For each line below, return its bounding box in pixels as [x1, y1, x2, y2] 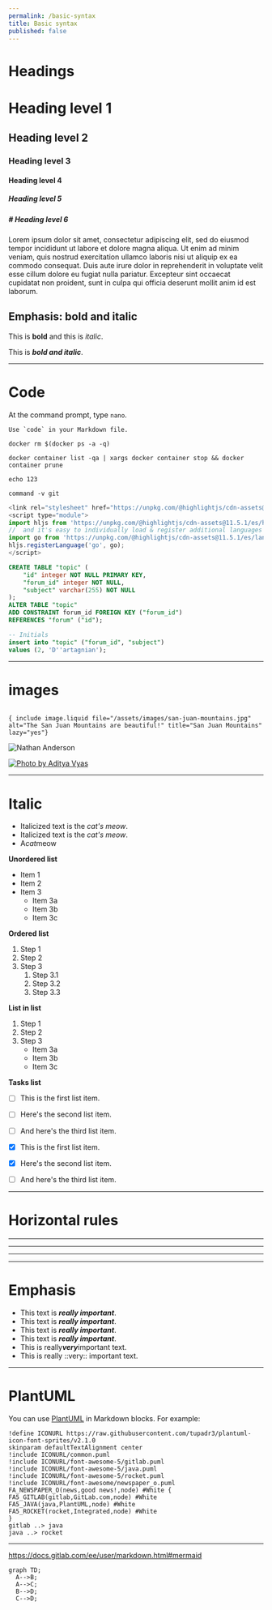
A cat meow [19, 839, 57, 848]
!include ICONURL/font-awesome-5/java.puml [8, 1464, 158, 1473]
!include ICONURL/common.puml [8, 1450, 111, 1458]
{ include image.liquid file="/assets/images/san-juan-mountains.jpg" [8, 715, 252, 723]
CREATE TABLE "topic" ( [8, 563, 89, 571]
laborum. [8, 287, 39, 296]
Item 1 [19, 870, 40, 880]
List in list [8, 1003, 42, 1013]
